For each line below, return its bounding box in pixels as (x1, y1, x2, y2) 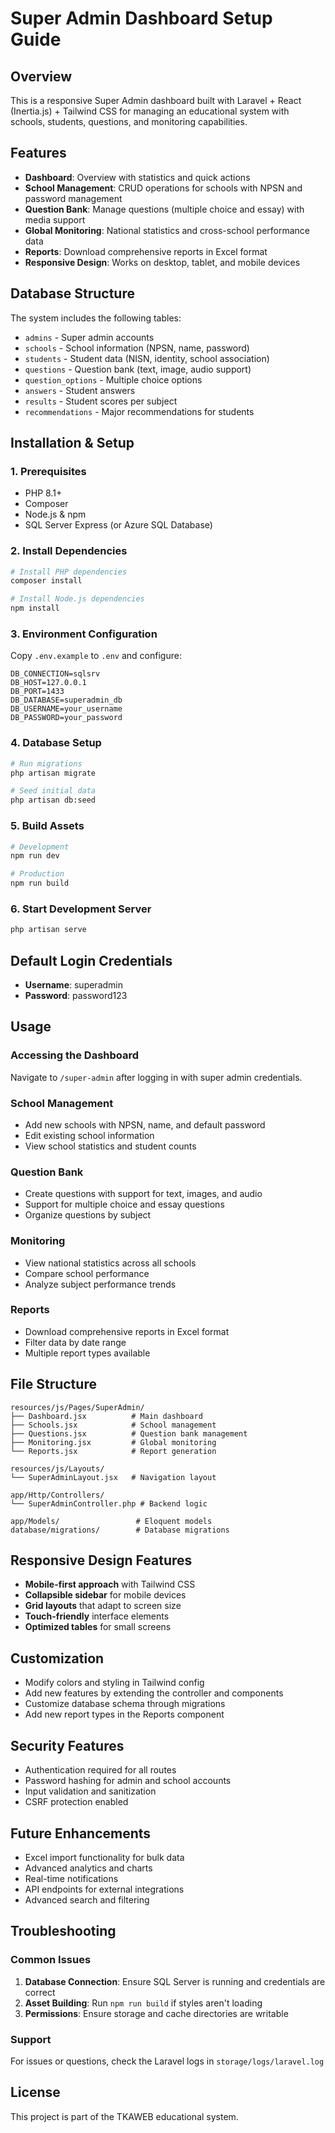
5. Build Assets (10, 819, 85, 833)
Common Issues (10, 1953, 92, 1967)
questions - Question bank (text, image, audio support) (24, 363, 252, 375)
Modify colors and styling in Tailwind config (24, 1677, 205, 1689)
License (10, 2084, 61, 2101)
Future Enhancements (10, 1825, 152, 1842)
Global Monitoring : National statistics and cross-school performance (24, 224, 310, 236)
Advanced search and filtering (24, 1893, 150, 1906)
